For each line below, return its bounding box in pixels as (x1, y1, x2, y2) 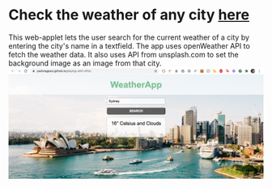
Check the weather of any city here (8, 6, 249, 24)
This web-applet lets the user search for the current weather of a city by (8, 32, 249, 42)
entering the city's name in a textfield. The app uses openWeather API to (8, 40, 251, 50)
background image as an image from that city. (8, 58, 162, 68)
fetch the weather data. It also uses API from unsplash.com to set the (8, 49, 239, 59)
